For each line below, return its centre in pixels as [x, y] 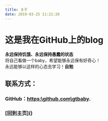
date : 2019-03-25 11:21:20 [32, 14]
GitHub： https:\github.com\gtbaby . [48, 98]
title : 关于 [16, 10]
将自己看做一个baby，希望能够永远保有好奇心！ [53, 60]
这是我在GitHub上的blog [54, 40]
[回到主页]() [19, 113]
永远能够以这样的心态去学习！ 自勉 [39, 67]
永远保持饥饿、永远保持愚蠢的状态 [39, 54]
